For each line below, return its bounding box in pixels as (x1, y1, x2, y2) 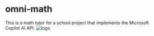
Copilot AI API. (5, 25, 35, 31)
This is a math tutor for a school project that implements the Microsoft (5, 20, 149, 26)
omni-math (5, 3, 52, 15)
